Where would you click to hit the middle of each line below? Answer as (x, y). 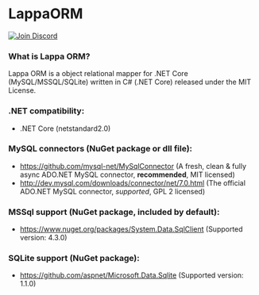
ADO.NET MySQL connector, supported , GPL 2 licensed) (112, 191)
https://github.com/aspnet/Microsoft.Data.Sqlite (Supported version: (131, 275)
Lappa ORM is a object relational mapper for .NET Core (98, 74)
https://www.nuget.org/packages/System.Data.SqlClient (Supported (131, 229)
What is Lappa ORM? (49, 56)
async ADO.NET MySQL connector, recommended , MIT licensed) (128, 174)
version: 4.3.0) (43, 238)
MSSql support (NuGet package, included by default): (114, 212)
